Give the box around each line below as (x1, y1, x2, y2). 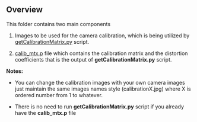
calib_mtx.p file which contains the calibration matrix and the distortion (14, 50, 188, 57)
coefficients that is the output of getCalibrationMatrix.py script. (14, 56, 172, 63)
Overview (6, 5, 43, 15)
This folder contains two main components (6, 20, 111, 27)
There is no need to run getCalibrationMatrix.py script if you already (14, 103, 184, 110)
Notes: (6, 68, 24, 75)
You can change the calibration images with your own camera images (14, 79, 185, 86)
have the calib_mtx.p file (14, 109, 77, 116)
